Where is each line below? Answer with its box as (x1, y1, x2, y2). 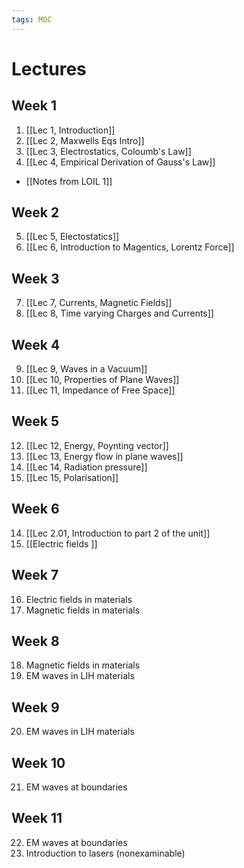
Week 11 (11, 810, 63, 827)
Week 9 (11, 699, 60, 716)
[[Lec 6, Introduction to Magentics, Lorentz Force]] (25, 241, 235, 253)
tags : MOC (11, 14, 53, 25)
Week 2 (11, 204, 60, 221)
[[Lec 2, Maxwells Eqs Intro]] (25, 134, 145, 146)
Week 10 (11, 754, 66, 771)
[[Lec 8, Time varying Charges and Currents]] (25, 307, 214, 320)
